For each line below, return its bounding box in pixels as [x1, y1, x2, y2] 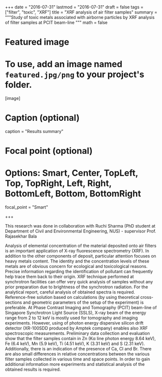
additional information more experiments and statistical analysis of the [5, 361, 145, 367]
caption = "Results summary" [5, 129, 64, 134]
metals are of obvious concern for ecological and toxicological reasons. [5, 263, 148, 269]
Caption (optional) [5, 113, 80, 123]
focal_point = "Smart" [5, 204, 48, 210]
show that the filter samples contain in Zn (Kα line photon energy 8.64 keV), [5, 336, 156, 342]
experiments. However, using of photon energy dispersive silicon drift [5, 320, 144, 326]
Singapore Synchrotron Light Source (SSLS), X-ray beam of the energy [5, 310, 147, 316]
